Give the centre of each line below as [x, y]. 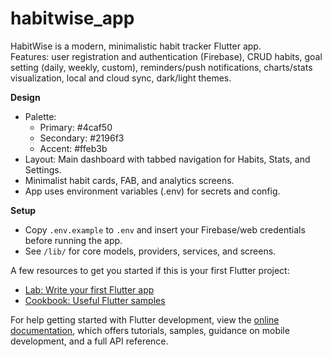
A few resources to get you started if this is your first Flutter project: [150, 270]
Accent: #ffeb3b [73, 148]
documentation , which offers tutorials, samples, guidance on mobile [150, 330]
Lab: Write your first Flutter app [89, 289]
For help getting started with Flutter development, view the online [145, 319]
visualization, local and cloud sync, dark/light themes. [121, 78]
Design [25, 97]
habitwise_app [72, 18]
